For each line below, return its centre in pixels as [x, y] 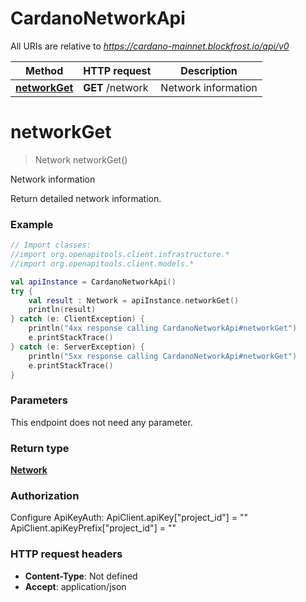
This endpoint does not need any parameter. [101, 422]
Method [44, 70]
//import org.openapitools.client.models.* [102, 263]
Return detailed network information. [86, 198]
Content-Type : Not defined [81, 576]
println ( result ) [62, 310]
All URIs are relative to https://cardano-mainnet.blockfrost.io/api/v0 [150, 46]
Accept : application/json [75, 586]
